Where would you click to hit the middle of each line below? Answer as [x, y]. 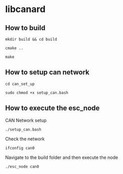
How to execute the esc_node [52, 108]
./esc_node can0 [22, 166]
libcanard [25, 9]
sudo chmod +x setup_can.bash [37, 93]
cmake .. [14, 48]
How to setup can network [47, 72]
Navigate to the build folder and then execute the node [62, 157]
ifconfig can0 [20, 148]
